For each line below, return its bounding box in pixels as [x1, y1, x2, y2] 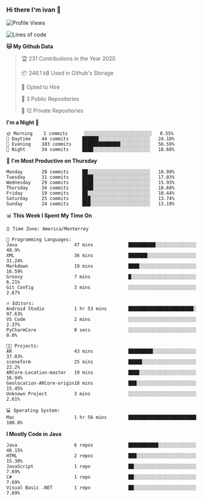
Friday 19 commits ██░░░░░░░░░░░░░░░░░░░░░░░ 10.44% [6, 190, 175, 196]
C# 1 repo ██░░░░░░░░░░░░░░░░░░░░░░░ [6, 474, 197, 480]
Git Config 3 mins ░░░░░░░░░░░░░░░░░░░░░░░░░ [6, 285, 197, 291]
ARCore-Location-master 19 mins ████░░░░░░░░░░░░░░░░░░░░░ [6, 370, 197, 376]
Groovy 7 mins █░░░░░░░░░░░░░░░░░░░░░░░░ [6, 274, 197, 280]
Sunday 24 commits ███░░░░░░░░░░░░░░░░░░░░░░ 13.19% [6, 201, 175, 207]
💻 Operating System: [6, 407, 61, 414]
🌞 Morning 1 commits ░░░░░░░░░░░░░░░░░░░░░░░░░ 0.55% [6, 131, 174, 137]
